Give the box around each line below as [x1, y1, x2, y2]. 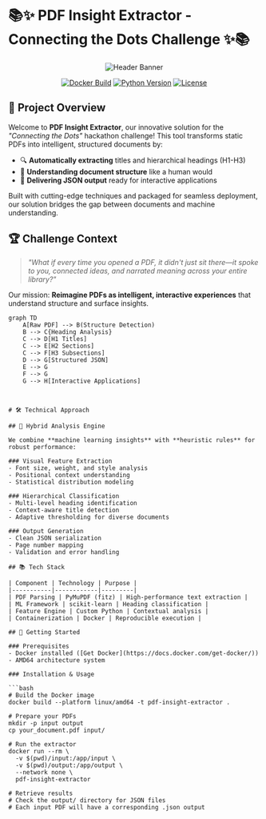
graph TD [8, 314, 38, 322]
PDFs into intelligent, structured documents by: [8, 139, 164, 149]
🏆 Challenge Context [8, 232, 117, 246]
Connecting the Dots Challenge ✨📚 [8, 30, 250, 49]
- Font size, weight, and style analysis [8, 464, 149, 472]
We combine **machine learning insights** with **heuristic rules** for [8, 436, 256, 444]
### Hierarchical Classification [8, 492, 120, 500]
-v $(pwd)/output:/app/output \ [15, 761, 124, 769]
